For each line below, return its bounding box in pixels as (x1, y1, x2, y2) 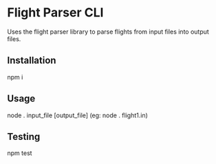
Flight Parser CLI (7, 5, 104, 21)
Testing (7, 130, 41, 142)
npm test (7, 149, 32, 157)
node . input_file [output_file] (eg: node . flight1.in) (7, 111, 148, 119)
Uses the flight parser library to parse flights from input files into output (7, 27, 210, 36)
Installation (7, 55, 56, 67)
